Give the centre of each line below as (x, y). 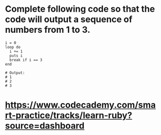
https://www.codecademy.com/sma (80, 105)
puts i (16, 56)
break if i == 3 (26, 60)
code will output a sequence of (69, 19)
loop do (13, 47)
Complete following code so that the (80, 9)
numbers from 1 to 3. (48, 30)
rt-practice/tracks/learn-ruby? (69, 115)
